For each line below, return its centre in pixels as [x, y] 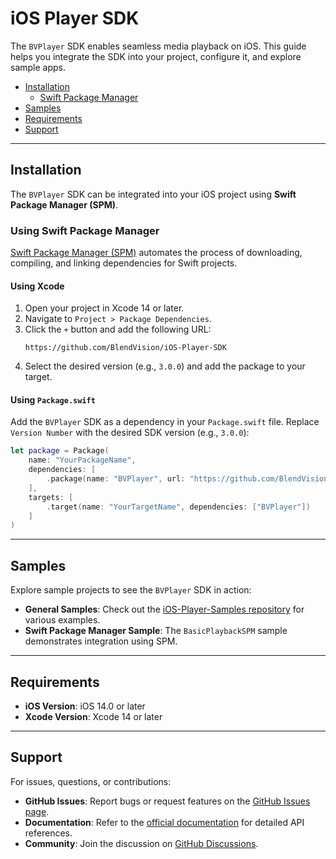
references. [48, 833]
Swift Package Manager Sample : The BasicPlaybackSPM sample [156, 631]
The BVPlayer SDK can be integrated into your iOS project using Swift [153, 194]
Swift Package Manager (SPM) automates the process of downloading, [156, 253]
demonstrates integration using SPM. [101, 641]
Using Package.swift [53, 399]
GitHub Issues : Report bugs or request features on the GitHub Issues [167, 801]
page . [37, 811]
